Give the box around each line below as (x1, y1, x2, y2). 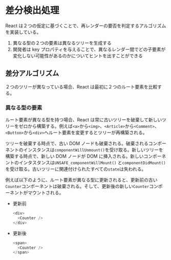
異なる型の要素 (5, 104, 42, 111)
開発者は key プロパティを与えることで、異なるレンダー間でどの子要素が (12, 46, 166, 52)
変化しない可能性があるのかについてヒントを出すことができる (12, 52, 143, 59)
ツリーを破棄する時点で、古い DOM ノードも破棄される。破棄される (5, 140, 148, 146)
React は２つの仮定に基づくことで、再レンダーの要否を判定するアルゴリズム (5, 23, 166, 29)
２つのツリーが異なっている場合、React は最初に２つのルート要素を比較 (5, 83, 158, 90)
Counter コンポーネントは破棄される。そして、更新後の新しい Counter (5, 183, 149, 189)
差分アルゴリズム (5, 69, 59, 78)
